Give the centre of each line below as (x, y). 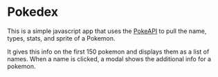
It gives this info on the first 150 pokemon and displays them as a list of (108, 52)
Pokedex (33, 12)
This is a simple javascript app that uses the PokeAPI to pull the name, (107, 31)
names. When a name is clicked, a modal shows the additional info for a (109, 58)
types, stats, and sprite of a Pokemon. (61, 38)
